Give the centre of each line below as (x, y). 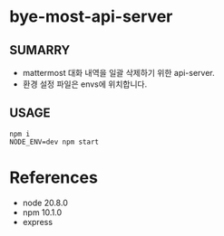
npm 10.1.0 (42, 212)
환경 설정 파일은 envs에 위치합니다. (85, 84)
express (37, 222)
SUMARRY (40, 50)
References (54, 177)
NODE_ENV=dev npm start (54, 142)
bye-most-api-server (91, 17)
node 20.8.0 (45, 203)
